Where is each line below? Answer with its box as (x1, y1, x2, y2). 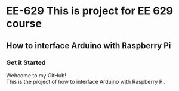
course (6, 17, 42, 30)
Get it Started (6, 58, 46, 67)
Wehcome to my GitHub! (6, 71, 67, 79)
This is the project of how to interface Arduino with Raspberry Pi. (6, 78, 166, 85)
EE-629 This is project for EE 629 (6, 4, 174, 18)
